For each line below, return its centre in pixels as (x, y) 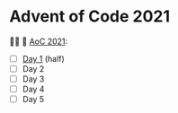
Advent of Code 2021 (90, 17)
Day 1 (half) (43, 58)
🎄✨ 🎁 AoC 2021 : (39, 41)
